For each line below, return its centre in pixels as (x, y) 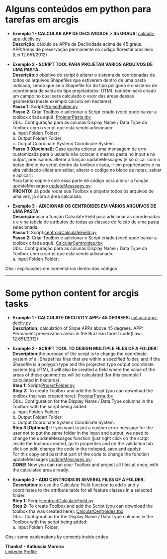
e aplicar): (23, 175)
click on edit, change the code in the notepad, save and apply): (77, 449)
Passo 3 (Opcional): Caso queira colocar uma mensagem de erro (79, 149)
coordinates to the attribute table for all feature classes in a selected (82, 490)
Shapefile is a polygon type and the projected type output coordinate (83, 364)
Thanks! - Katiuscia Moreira (35, 546)
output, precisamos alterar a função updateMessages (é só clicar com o (86, 159)
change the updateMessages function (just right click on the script (81, 438)
